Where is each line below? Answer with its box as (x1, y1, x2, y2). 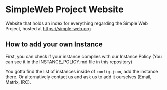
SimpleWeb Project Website (5, 4, 124, 15)
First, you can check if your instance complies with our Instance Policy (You (5, 53, 162, 59)
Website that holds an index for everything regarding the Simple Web (5, 20, 148, 26)
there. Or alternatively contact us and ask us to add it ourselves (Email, (5, 74, 152, 80)
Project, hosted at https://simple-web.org (5, 25, 91, 31)
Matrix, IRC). (5, 79, 31, 85)
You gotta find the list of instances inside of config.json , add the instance (5, 68, 158, 74)
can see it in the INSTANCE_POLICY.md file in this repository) (5, 59, 132, 65)
